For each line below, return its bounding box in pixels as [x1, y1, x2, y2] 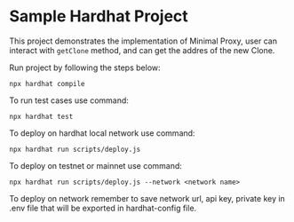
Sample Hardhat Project [9, 6, 188, 27]
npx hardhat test [9, 112, 74, 121]
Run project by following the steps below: [9, 62, 162, 73]
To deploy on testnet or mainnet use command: [9, 160, 182, 170]
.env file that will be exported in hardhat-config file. [9, 202, 197, 213]
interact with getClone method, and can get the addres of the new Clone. [9, 44, 275, 55]
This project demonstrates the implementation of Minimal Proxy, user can [9, 36, 278, 46]
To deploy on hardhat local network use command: [9, 127, 195, 139]
